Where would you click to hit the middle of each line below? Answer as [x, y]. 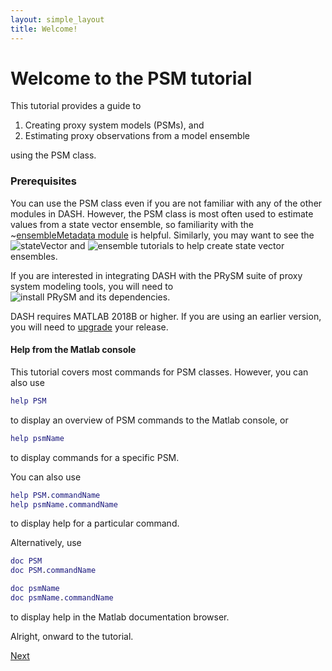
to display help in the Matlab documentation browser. [120, 617]
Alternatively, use [46, 543]
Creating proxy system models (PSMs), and [114, 125]
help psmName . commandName [64, 504]
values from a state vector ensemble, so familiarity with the [132, 224]
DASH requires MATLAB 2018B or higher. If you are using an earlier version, [166, 316]
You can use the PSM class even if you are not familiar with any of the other [166, 203]
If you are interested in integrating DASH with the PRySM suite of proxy [156, 275]
